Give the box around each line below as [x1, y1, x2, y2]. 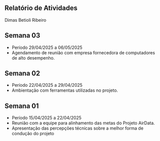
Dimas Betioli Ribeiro [4, 17, 47, 23]
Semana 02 [4, 69, 40, 78]
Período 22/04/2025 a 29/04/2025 [11, 82, 83, 88]
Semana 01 [4, 102, 39, 110]
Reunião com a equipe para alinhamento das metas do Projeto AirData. [11, 120, 155, 126]
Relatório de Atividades [4, 4, 78, 12]
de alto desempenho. [11, 55, 55, 61]
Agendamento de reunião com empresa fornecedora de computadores [11, 49, 155, 56]
